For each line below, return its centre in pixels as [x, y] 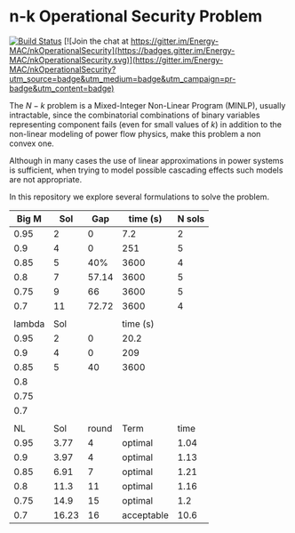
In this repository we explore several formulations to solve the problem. [139, 197]
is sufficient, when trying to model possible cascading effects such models [146, 170]
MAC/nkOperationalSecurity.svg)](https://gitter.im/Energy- [116, 60]
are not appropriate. [46, 179]
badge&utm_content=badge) [62, 88]
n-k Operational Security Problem [136, 16]
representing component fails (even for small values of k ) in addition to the [146, 124]
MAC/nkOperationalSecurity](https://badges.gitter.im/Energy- [122, 50]
